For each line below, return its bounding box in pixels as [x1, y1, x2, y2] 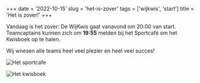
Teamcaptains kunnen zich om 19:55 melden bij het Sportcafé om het [6, 29, 177, 36]
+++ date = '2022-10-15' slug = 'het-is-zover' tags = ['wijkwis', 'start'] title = [6, 5, 195, 12]
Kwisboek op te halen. [6, 36, 61, 42]
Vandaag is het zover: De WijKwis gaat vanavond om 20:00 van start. [6, 23, 176, 30]
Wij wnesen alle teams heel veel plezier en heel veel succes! [6, 47, 155, 54]
